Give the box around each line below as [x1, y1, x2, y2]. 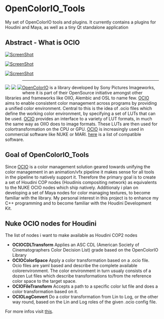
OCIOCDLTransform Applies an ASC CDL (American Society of [12, 242, 140, 248]
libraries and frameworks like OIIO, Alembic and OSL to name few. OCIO [5, 95, 149, 101]
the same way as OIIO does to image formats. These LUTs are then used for [5, 121, 158, 127]
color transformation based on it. [12, 289, 79, 295]
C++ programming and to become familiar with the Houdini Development [5, 200, 151, 206]
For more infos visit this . [5, 309, 54, 315]
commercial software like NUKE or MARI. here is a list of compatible [5, 131, 142, 137]
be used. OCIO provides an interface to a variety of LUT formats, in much [5, 115, 152, 121]
